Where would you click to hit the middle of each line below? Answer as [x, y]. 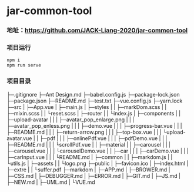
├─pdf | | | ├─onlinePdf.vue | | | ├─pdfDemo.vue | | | [103, 138]
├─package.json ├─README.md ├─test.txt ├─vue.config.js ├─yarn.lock [95, 101]
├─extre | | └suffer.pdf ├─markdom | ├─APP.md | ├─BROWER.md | [88, 170]
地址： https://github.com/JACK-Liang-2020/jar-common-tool [97, 31]
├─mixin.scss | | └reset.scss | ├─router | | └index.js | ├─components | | [94, 113]
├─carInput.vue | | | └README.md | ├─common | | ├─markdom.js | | [90, 157]
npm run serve [24, 65]
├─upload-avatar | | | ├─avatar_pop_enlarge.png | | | [71, 120]
